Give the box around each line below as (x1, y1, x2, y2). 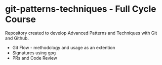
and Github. (5, 35, 29, 41)
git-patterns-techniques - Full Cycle (5, 3, 157, 15)
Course (5, 14, 36, 25)
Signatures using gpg (12, 50, 56, 56)
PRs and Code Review (12, 55, 58, 61)
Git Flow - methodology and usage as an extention (12, 44, 115, 50)
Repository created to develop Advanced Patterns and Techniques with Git (5, 30, 157, 36)
